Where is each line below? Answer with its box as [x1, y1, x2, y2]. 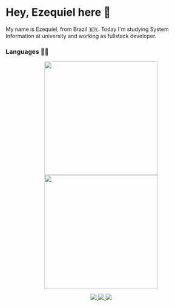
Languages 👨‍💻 [5, 47, 49, 56]
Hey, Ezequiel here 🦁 [5, 5, 111, 19]
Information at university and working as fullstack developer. [5, 32, 157, 39]
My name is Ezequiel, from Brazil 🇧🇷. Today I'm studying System [5, 25, 169, 33]
